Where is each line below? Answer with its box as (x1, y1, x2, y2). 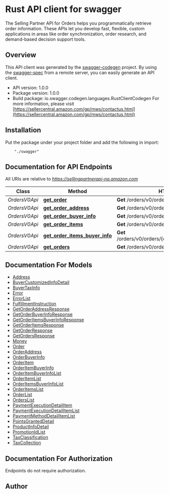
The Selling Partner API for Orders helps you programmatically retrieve (5, 20, 152, 26)
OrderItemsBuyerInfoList (12, 381, 64, 387)
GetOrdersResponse (12, 333, 55, 339)
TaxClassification (12, 434, 49, 441)
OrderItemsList (12, 386, 44, 392)
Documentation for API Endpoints (5, 162, 113, 171)
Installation (5, 126, 41, 134)
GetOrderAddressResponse (12, 306, 70, 312)
